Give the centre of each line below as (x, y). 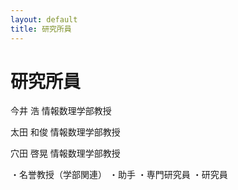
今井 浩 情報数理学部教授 (61, 111)
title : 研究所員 (41, 29)
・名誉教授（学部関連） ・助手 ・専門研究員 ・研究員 (119, 175)
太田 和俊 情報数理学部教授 (65, 132)
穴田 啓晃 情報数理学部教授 (65, 153)
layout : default (44, 19)
